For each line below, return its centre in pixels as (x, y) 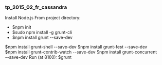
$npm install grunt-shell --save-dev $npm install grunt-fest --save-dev (76, 47)
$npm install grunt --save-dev (42, 37)
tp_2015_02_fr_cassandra (36, 7)
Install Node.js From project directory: (43, 18)
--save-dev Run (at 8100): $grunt (38, 57)
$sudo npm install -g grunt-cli (42, 32)
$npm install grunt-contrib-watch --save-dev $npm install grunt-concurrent (81, 52)
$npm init (22, 27)
